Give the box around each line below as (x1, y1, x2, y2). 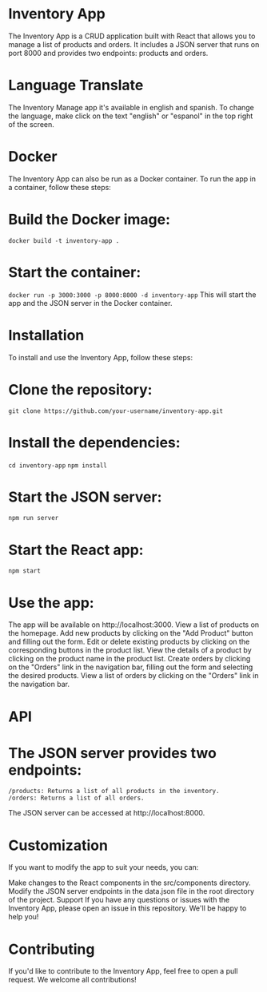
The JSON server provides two (8, 744, 217, 762)
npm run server (8, 514, 59, 522)
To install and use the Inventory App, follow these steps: (8, 352, 193, 362)
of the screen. (8, 119, 54, 129)
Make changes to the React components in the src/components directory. (8, 878, 251, 887)
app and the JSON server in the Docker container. (8, 298, 173, 308)
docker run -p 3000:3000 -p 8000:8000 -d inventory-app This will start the (8, 289, 257, 300)
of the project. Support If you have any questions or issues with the (8, 895, 230, 905)
